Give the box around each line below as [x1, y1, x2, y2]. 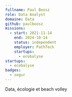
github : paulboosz [5, 21, 43, 26]
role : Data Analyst [5, 12, 46, 17]
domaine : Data [5, 16, 35, 21]
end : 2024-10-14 [14, 35, 48, 40]
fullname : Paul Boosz [5, 7, 50, 12]
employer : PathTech [14, 44, 55, 49]
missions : [5, 26, 26, 31]
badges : [5, 68, 21, 73]
